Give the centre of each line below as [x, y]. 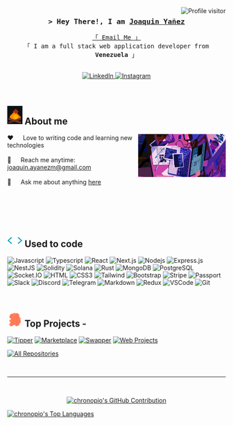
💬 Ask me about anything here [54, 182]
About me [46, 121]
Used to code [53, 244]
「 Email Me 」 [116, 38]
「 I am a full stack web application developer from [116, 46]
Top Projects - [55, 323]
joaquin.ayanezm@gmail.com [49, 167]
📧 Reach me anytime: [42, 159]
